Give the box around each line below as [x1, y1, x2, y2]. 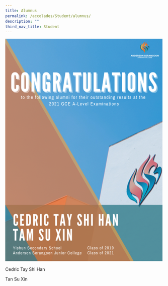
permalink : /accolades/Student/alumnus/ [5, 13, 92, 19]
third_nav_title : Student [5, 24, 59, 29]
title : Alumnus [5, 8, 37, 13]
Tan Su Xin [5, 276, 28, 282]
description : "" [5, 19, 39, 24]
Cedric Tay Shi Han [5, 266, 45, 272]
